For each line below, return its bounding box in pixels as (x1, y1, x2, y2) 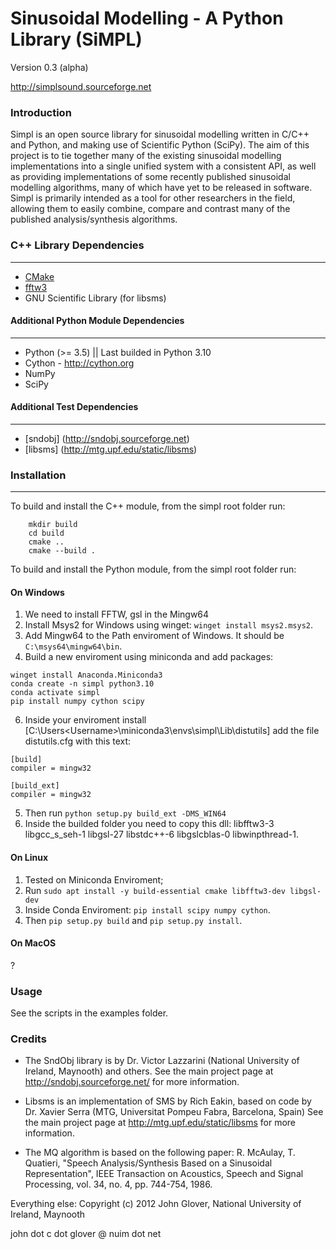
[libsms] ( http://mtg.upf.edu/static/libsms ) (24, 443, 198, 455)
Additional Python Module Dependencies (10, 315, 185, 327)
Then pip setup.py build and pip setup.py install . (24, 914, 243, 926)
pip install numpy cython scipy (10, 697, 145, 707)
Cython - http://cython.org (24, 357, 135, 369)
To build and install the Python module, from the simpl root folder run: (10, 563, 297, 576)
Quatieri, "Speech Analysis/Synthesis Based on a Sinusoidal (24, 1157, 273, 1169)
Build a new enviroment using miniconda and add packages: (24, 651, 274, 663)
